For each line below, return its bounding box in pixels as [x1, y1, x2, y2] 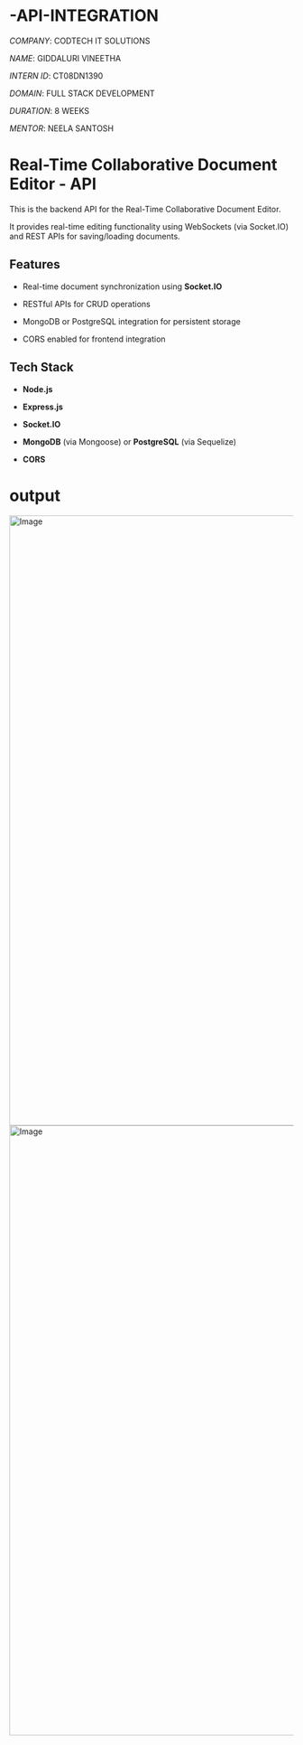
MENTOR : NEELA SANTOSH [9, 123, 115, 134]
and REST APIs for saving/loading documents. [9, 230, 180, 241]
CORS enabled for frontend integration [22, 333, 166, 344]
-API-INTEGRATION [9, 5, 160, 26]
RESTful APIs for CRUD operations [22, 298, 151, 309]
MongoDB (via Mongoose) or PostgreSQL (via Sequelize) [22, 436, 237, 447]
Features [9, 257, 60, 272]
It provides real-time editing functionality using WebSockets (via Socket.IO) [9, 220, 289, 231]
